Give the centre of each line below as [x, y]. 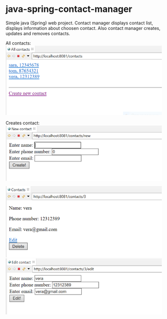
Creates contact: [23, 123]
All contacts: [18, 43]
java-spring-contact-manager [69, 9]
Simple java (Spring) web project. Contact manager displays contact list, [79, 23]
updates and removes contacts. [38, 33]
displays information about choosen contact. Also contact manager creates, [83, 28]
